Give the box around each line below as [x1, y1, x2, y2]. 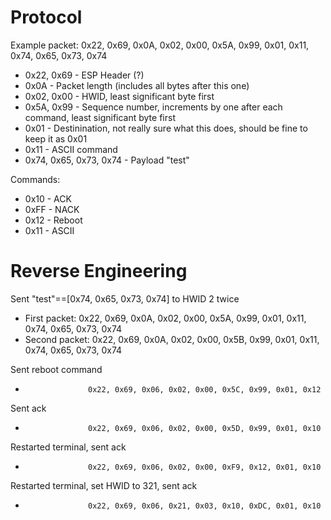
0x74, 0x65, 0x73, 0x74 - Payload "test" [24, 154, 190, 166]
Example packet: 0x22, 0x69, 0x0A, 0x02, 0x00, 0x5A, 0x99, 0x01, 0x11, [10, 39, 310, 51]
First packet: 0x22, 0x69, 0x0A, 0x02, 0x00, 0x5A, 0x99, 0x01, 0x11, [24, 312, 307, 324]
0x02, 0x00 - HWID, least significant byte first [24, 90, 215, 102]
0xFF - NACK [24, 203, 80, 215]
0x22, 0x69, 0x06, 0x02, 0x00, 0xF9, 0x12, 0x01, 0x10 [88, 462, 322, 472]
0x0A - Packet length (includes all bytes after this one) [24, 79, 250, 91]
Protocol [10, 6, 83, 29]
